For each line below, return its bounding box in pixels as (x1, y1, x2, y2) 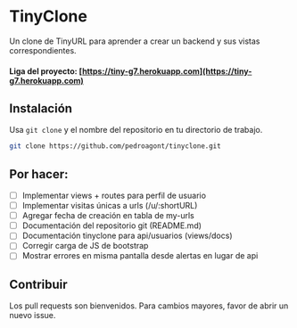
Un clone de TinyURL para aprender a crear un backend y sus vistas (9, 36, 260, 46)
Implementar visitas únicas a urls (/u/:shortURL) (21, 201, 198, 211)
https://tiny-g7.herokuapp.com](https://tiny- (81, 65, 252, 77)
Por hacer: (9, 167, 69, 182)
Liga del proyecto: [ (9, 65, 83, 77)
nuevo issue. (9, 310, 56, 321)
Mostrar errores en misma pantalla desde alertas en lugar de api (21, 250, 259, 261)
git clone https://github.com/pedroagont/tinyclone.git (9, 142, 221, 151)
